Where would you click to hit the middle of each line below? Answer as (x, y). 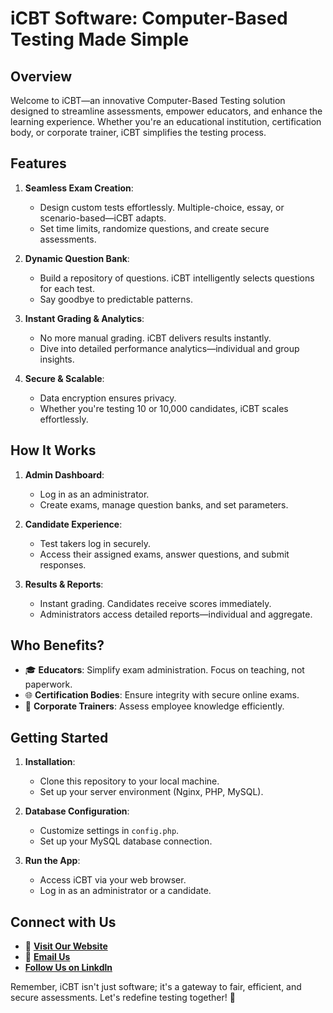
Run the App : (52, 861)
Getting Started (59, 737)
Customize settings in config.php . (109, 831)
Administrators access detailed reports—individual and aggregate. (176, 614)
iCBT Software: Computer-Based (149, 18)
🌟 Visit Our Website (66, 946)
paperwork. (48, 684)
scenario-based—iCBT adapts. (103, 218)
